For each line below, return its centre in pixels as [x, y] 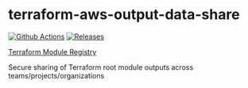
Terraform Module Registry [52, 52]
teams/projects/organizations [56, 75]
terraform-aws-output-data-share [124, 15]
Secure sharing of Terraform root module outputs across [101, 67]
